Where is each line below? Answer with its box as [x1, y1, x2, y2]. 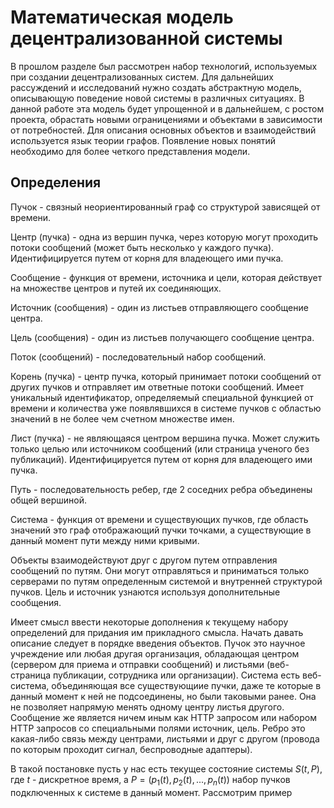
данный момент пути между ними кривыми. [10, 534, 200, 546]
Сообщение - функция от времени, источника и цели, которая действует [10, 271, 323, 283]
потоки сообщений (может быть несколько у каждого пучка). [10, 241, 275, 253]
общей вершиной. [10, 494, 87, 506]
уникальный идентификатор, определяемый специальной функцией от [10, 391, 314, 403]
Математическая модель [10, 6, 234, 29]
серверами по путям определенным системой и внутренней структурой [10, 575, 323, 587]
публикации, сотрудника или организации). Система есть [52, 669, 301, 681]
